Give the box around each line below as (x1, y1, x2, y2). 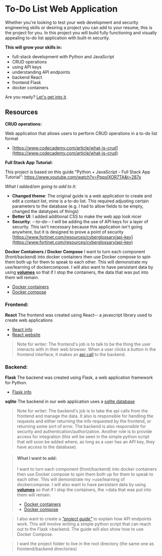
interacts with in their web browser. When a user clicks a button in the (16, 346, 156, 352)
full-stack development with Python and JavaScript (12, 53, 115, 59)
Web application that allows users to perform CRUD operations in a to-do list (5, 130, 158, 136)
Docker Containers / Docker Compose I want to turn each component (5, 248, 146, 254)
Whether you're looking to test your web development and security (5, 19, 139, 25)
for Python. (5, 380, 28, 386)
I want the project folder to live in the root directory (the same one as (16, 540, 154, 546)
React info (12, 327, 33, 333)
